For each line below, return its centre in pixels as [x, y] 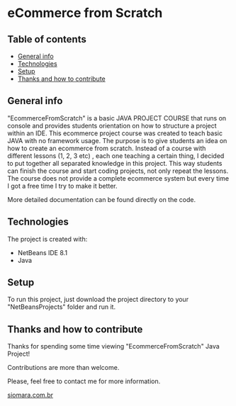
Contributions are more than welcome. [63, 368]
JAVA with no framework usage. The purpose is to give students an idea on [117, 140]
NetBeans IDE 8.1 [43, 252]
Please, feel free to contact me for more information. [84, 381]
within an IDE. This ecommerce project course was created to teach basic [115, 133]
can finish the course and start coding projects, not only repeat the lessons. [118, 171]
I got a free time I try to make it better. [63, 186]
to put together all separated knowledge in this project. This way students [115, 163]
